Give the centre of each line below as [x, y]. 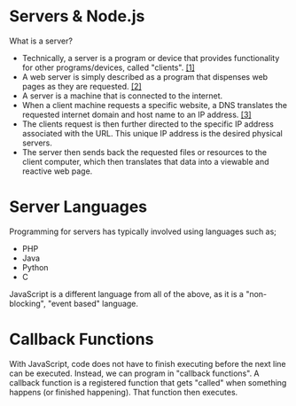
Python [35, 267]
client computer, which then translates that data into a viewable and [145, 161]
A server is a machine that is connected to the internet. [122, 96]
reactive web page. [57, 171]
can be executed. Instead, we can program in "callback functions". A [134, 373]
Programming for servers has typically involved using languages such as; [143, 231]
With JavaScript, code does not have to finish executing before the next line [148, 363]
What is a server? [41, 41]
